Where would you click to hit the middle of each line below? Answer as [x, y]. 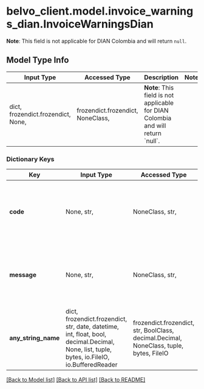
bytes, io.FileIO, [88, 357]
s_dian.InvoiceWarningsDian [80, 24]
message [23, 275]
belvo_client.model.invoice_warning [100, 11]
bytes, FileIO [151, 353]
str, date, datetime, [93, 327]
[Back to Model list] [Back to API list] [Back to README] [76, 380]
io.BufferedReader [92, 365]
